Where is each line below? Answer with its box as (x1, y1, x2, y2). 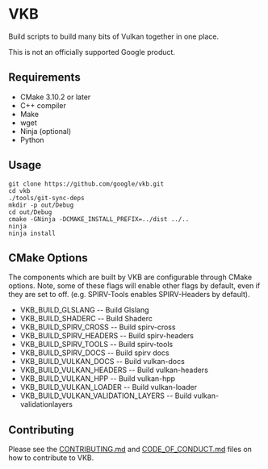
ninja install (8, 229, 57, 237)
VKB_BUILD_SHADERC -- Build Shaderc (19, 314, 153, 324)
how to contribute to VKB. (8, 453, 94, 463)
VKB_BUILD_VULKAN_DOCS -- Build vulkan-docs (19, 357, 186, 366)
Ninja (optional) (19, 126, 72, 136)
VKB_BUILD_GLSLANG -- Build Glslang (19, 305, 149, 315)
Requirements (8, 70, 81, 85)
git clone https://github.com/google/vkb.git (8, 179, 164, 188)
